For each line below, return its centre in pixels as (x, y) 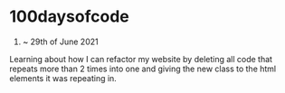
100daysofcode (69, 17)
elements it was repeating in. (63, 78)
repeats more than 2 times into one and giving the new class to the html (143, 69)
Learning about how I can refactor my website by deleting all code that (141, 59)
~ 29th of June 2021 (60, 42)
